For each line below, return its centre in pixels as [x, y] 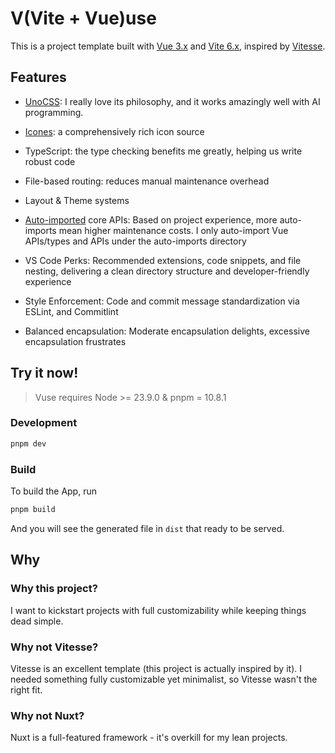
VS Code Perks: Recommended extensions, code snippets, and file [163, 260]
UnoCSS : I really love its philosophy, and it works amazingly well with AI [172, 101]
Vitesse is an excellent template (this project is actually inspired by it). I [156, 668]
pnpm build [33, 510]
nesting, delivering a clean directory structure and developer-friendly [167, 271]
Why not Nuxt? [47, 715]
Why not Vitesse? [54, 647]
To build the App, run [53, 491]
